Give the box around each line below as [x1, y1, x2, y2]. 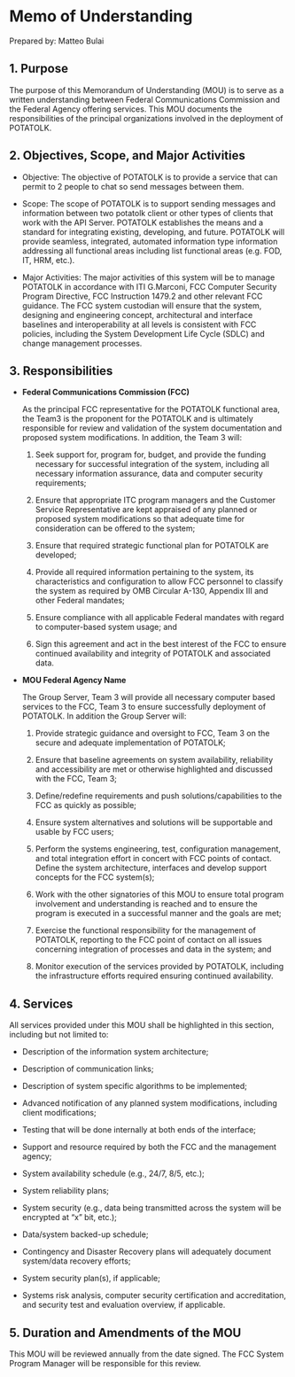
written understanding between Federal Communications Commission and [9, 94, 281, 105]
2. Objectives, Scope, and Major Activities [9, 148, 246, 163]
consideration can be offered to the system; [35, 523, 196, 533]
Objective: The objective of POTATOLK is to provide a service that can [21, 171, 278, 183]
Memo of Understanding [9, 6, 193, 27]
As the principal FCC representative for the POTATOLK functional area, [21, 404, 281, 415]
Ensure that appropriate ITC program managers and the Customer [35, 494, 276, 506]
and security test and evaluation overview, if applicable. [21, 1300, 226, 1311]
